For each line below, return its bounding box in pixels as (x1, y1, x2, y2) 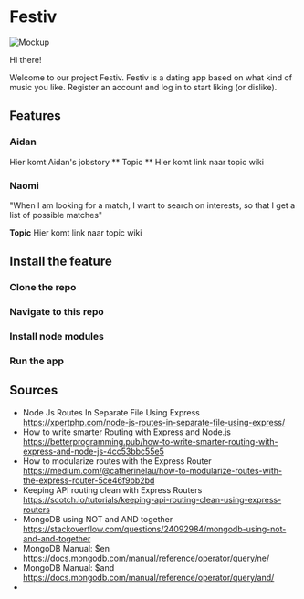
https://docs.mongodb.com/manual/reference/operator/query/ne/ (22, 552, 270, 563)
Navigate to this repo (9, 306, 104, 319)
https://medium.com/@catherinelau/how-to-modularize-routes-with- (22, 465, 283, 476)
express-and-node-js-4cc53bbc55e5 (22, 446, 164, 457)
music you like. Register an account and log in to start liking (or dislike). (9, 81, 278, 92)
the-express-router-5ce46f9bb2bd (22, 475, 155, 486)
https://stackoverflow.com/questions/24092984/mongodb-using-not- (22, 523, 287, 534)
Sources (9, 383, 58, 398)
